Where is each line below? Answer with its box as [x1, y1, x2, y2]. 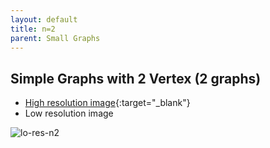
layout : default [10, 14, 78, 25]
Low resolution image [24, 107, 114, 120]
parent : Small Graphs [10, 33, 101, 43]
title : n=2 [10, 24, 56, 34]
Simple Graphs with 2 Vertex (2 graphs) [10, 70, 262, 87]
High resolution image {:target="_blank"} [24, 97, 191, 109]
